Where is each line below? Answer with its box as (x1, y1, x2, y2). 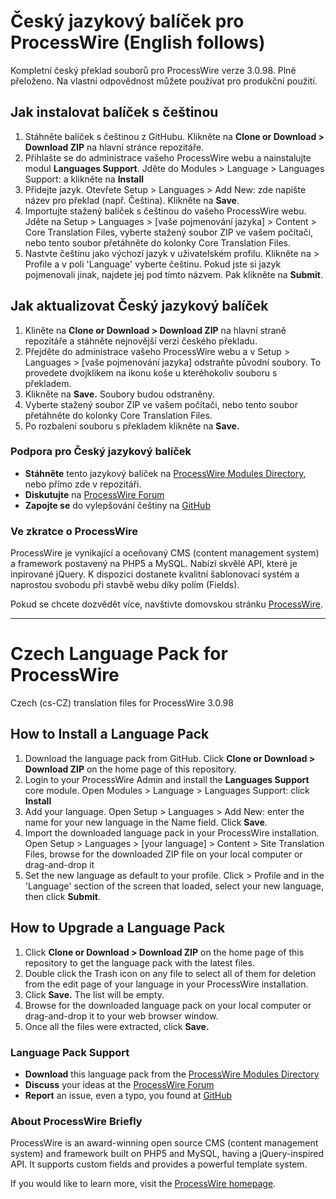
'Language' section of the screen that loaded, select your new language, (24, 880, 324, 892)
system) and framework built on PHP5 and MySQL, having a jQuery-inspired (10, 1148, 325, 1160)
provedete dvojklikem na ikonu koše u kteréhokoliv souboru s (24, 366, 278, 379)
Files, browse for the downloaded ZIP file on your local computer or (24, 848, 303, 860)
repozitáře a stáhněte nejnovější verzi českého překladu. (24, 335, 258, 347)
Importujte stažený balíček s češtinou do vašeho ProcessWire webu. (24, 205, 307, 217)
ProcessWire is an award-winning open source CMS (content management (10, 1137, 319, 1149)
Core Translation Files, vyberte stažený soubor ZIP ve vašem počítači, (24, 226, 314, 238)
